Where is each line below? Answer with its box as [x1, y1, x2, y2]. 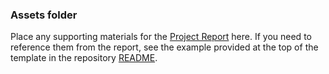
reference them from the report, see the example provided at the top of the [10, 41, 319, 53]
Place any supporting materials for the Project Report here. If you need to [10, 31, 312, 43]
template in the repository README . [10, 52, 158, 64]
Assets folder [10, 8, 78, 22]
